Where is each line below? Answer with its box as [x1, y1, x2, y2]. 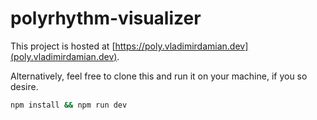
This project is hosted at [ [10, 40, 116, 52]
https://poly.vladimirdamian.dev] [114, 40, 249, 52]
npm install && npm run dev [10, 100, 128, 110]
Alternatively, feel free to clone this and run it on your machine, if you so [10, 70, 308, 82]
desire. [10, 80, 39, 92]
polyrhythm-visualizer [10, 7, 202, 30]
